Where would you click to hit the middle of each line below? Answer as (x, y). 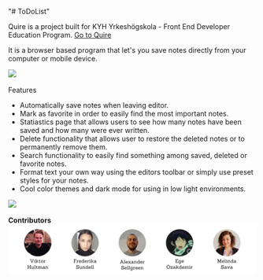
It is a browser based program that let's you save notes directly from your (127, 50)
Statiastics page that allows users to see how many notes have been (130, 122)
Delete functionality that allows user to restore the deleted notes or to (132, 138)
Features (22, 90)
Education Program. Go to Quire (60, 35)
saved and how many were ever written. (84, 130)
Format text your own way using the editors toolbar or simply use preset (136, 172)
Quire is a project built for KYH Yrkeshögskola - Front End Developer (119, 26)
